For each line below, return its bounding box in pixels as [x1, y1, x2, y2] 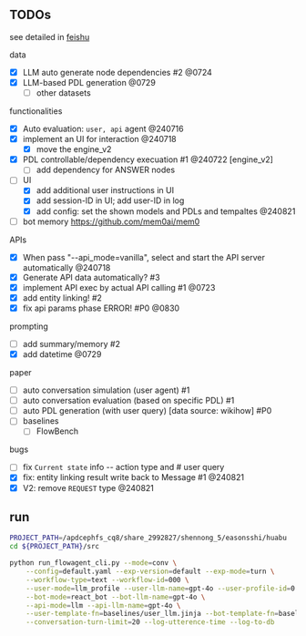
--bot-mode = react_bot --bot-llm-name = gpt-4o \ [25, 592, 206, 601]
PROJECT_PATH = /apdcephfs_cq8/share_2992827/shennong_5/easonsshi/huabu [9, 533, 287, 543]
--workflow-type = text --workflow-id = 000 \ [25, 575, 189, 584]
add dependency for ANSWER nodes [36, 164, 176, 176]
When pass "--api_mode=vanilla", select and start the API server [22, 251, 266, 262]
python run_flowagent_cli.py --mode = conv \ [9, 559, 178, 568]
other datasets [36, 87, 91, 98]
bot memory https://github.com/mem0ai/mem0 [22, 216, 200, 227]
